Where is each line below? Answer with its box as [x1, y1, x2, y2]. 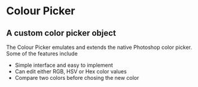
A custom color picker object [6, 28, 117, 38]
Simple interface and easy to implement [14, 61, 114, 69]
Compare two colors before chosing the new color [14, 74, 139, 81]
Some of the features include [6, 50, 78, 57]
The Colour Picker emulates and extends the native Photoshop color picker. [6, 44, 193, 51]
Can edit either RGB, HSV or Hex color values [14, 68, 127, 75]
